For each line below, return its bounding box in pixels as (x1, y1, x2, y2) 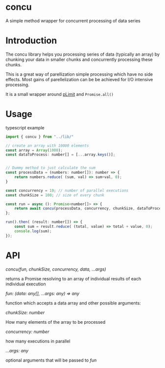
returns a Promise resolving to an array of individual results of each (5, 276, 141, 281)
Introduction (5, 35, 57, 46)
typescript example (5, 124, 45, 130)
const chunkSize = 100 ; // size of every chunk (5, 192, 105, 198)
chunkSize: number (5, 309, 45, 315)
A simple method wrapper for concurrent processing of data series (5, 18, 141, 24)
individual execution (5, 281, 46, 287)
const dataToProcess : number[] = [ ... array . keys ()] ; (5, 152, 116, 157)
